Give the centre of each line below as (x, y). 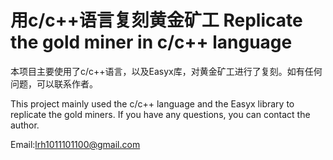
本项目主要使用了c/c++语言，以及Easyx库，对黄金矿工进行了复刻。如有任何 (166, 71)
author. (25, 125)
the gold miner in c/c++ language (151, 42)
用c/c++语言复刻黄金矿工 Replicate (156, 20)
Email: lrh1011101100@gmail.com (75, 144)
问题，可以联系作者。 (54, 83)
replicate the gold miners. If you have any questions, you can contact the (160, 114)
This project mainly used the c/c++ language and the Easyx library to (152, 103)
